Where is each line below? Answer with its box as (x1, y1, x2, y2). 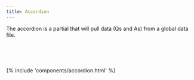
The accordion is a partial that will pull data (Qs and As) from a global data (6, 25, 189, 32)
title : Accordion (6, 8, 50, 15)
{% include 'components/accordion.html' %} (6, 66, 116, 74)
